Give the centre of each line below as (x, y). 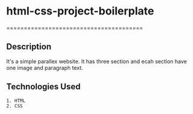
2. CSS (15, 106)
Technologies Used (43, 87)
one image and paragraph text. (45, 68)
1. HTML (16, 101)
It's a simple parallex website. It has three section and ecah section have (97, 61)
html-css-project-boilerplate (80, 11)
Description (29, 47)
